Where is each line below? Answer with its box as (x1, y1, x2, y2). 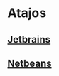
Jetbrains (7, 33, 51, 45)
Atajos (7, 5, 47, 21)
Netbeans (7, 57, 52, 69)
